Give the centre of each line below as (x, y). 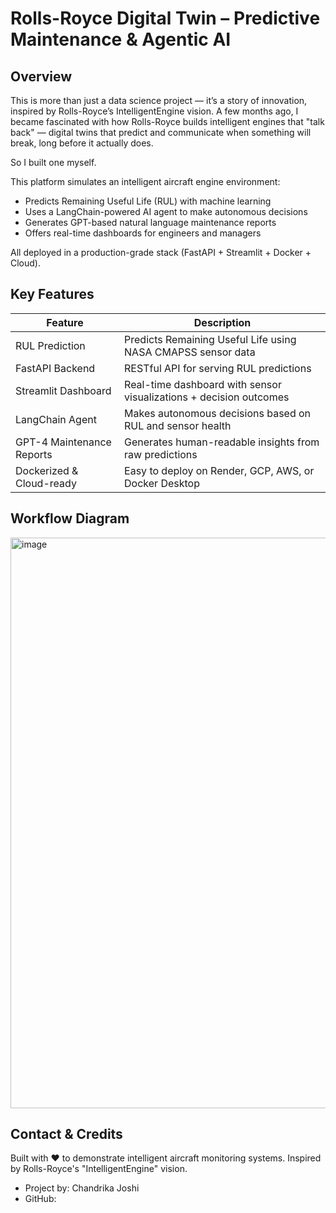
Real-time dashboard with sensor (203, 384)
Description (222, 322)
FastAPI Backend (55, 368)
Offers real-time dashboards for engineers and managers (143, 233)
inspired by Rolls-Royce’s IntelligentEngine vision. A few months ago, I (154, 111)
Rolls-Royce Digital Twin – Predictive (165, 18)
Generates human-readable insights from (222, 442)
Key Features (52, 294)
